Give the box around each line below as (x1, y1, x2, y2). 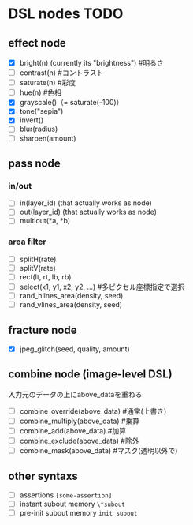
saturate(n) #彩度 (19, 78, 76, 88)
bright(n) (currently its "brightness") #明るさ (19, 58, 164, 67)
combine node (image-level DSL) (8, 368, 173, 381)
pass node (8, 156, 61, 170)
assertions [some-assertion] (19, 490, 113, 500)
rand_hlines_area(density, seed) (19, 291, 124, 300)
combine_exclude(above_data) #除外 (19, 436, 139, 445)
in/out (8, 180, 32, 191)
